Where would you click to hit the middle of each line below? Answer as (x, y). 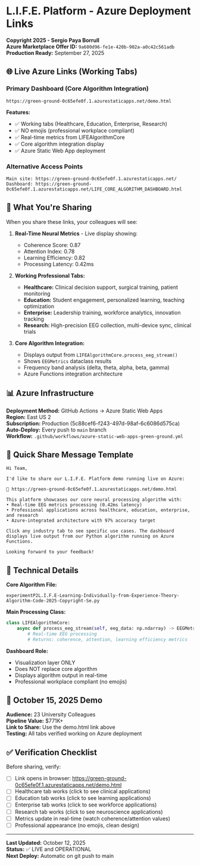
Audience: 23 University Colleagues (51, 715)
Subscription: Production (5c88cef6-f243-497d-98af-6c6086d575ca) (93, 423)
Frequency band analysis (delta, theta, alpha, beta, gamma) (96, 367)
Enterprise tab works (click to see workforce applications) (86, 805)
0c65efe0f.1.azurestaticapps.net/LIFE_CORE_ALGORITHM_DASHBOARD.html (94, 189)
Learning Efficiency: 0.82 (54, 257)
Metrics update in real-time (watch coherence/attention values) (93, 818)
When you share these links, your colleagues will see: (72, 221)
